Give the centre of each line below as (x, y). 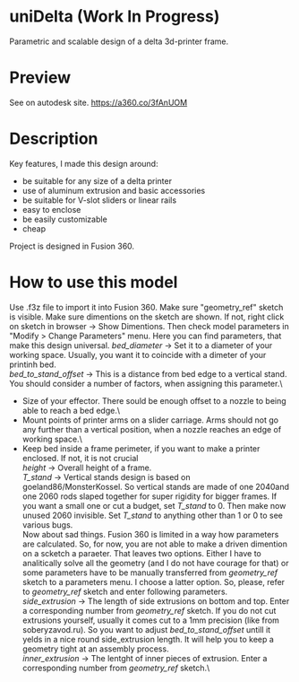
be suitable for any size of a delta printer (97, 180)
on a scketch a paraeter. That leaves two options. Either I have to (142, 553)
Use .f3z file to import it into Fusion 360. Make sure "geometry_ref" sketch (146, 307)
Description (54, 139)
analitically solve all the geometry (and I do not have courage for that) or (155, 563)
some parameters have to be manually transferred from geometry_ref (150, 573)
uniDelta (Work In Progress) (115, 17)
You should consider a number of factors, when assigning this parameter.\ (146, 383)
